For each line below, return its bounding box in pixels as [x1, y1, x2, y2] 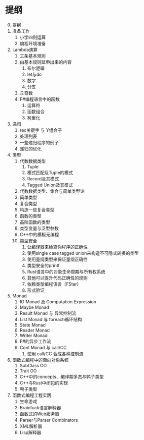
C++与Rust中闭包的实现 [19, 380, 68, 385]
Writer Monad [19, 332, 48, 338]
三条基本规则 [19, 53, 46, 58]
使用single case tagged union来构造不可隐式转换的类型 [27, 250, 139, 256]
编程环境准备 [19, 40, 46, 46]
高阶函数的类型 [19, 219, 50, 225]
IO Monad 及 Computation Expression [19, 298, 97, 305]
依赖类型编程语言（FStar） [27, 281, 81, 287]
